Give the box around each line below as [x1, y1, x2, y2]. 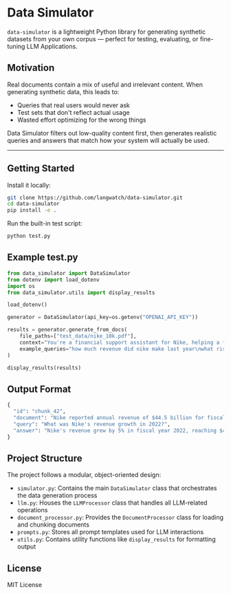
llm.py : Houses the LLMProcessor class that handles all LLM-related [16, 498, 208, 507]
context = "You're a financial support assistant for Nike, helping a [19, 339, 220, 346]
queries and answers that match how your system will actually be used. [7, 136, 210, 144]
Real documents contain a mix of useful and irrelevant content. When [7, 80, 203, 89]
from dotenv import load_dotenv [7, 276, 100, 283]
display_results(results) [7, 364, 81, 371]
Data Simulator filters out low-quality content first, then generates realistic [7, 129, 217, 137]
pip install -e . [7, 207, 57, 214]
